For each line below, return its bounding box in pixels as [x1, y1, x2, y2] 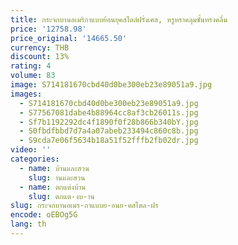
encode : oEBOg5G [10, 210, 78, 220]
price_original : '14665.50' [10, 33, 128, 43]
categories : [10, 154, 60, 164]
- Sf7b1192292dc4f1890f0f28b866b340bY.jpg [19, 117, 199, 127]
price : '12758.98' [10, 24, 87, 34]
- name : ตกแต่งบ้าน [19, 182, 87, 192]
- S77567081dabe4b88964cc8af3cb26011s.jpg [19, 107, 199, 118]
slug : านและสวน [28, 172, 86, 183]
